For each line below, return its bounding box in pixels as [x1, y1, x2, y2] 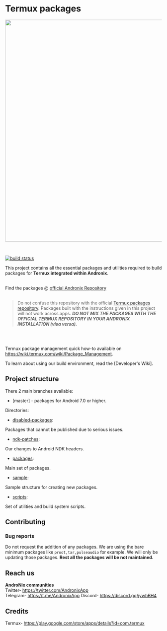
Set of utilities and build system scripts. [5, 503, 86, 509]
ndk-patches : [12, 436, 40, 442]
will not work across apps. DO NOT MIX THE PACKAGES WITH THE [17, 310, 157, 316]
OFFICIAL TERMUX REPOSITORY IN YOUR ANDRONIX [17, 316, 130, 322]
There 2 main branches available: [5, 388, 74, 394]
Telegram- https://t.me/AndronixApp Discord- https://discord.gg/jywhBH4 [5, 593, 157, 599]
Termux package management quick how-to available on [5, 346, 122, 351]
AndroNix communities [5, 582, 54, 588]
